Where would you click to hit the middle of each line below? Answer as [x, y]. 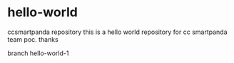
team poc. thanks [33, 39]
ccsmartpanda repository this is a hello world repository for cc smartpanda [117, 32]
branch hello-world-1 [38, 53]
